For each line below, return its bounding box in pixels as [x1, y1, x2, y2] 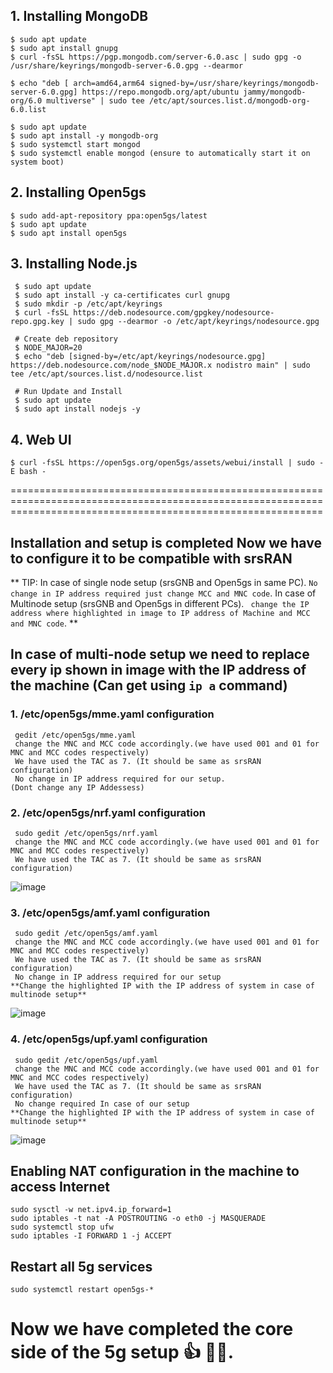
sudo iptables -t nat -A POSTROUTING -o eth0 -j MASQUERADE [10, 1214, 267, 1224]
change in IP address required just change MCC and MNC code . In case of [10, 587, 317, 599]
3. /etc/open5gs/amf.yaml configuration [10, 905, 211, 919]
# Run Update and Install [14, 387, 123, 397]
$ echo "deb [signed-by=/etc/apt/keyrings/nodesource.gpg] [14, 352, 267, 362]
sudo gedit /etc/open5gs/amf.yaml [14, 929, 159, 939]
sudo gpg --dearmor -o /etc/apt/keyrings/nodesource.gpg [77, 317, 320, 327]
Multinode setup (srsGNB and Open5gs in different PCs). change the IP [10, 598, 310, 610]
